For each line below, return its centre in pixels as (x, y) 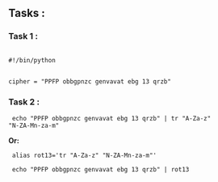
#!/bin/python (32, 60)
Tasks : (27, 13)
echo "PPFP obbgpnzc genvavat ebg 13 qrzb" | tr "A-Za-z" (111, 118)
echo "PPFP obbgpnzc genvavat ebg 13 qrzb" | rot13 (101, 169)
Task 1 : (23, 36)
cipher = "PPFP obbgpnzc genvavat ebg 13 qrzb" (90, 81)
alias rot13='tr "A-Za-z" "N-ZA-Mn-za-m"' (84, 155)
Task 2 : (24, 102)
